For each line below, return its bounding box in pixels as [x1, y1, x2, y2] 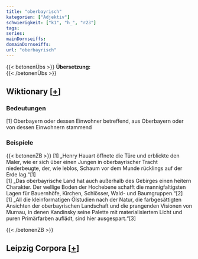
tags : [6, 25, 20, 31]
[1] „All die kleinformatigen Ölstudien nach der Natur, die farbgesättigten [6, 196, 182, 203]
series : [6, 31, 25, 37]
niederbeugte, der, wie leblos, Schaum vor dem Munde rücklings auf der [6, 165, 183, 172]
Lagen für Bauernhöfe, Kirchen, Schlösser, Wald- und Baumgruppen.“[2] [6, 189, 183, 196]
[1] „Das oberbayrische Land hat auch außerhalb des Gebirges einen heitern [6, 177, 191, 184]
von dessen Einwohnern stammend [6, 124, 92, 131]
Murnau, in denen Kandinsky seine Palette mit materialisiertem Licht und [6, 208, 183, 215]
